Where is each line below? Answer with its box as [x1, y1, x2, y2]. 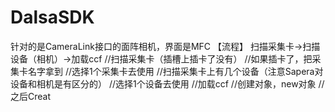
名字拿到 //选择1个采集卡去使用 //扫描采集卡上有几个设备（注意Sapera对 [27, 65, 324, 77]
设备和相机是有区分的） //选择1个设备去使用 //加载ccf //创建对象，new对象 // [10, 77, 325, 90]
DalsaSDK [10, 6, 95, 29]
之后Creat [10, 90, 52, 102]
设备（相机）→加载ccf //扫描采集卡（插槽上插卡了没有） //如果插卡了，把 [10, 52, 313, 65]
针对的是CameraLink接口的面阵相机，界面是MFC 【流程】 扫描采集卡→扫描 [10, 40, 321, 52]
